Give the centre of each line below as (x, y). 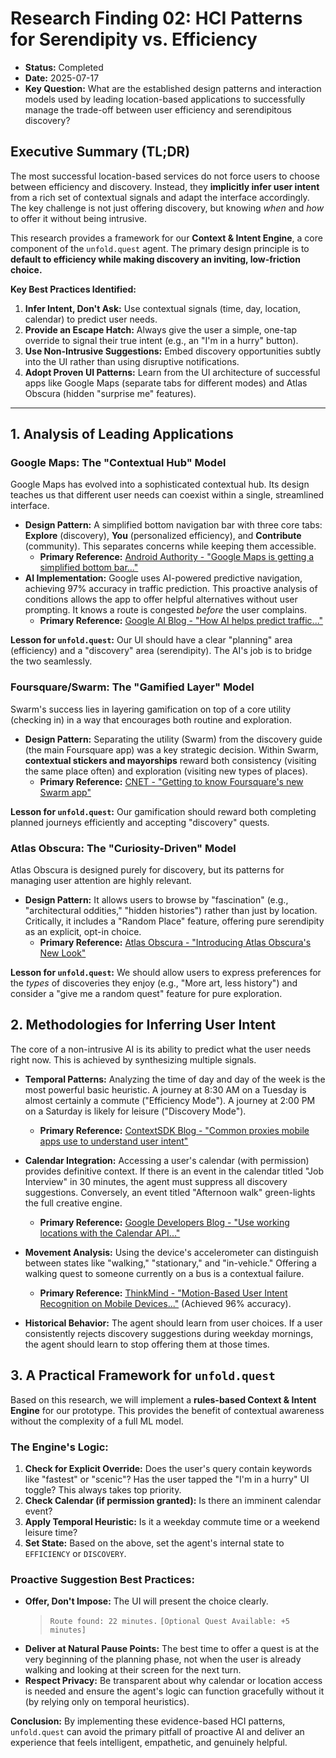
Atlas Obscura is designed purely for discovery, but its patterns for (147, 870)
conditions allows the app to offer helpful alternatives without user (161, 599)
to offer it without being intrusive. (79, 218)
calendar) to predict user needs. (91, 319)
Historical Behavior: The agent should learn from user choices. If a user (173, 1323)
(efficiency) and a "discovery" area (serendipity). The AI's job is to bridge (161, 651)
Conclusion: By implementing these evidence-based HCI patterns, (148, 1721)
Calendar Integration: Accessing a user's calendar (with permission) (167, 1160)
